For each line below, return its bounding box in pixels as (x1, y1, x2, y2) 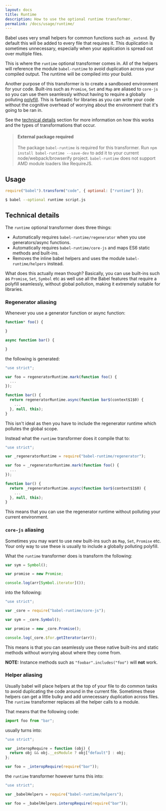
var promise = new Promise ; (5, 571, 64, 576)
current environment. (5, 514, 49, 520)
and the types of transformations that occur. (5, 122, 96, 128)
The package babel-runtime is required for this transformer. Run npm (17, 145, 157, 151)
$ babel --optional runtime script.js (5, 198, 86, 203)
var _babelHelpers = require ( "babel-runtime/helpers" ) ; (5, 792, 124, 797)
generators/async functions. (12, 239, 71, 245)
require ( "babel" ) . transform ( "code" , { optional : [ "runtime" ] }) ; (5, 188, 144, 194)
